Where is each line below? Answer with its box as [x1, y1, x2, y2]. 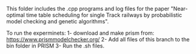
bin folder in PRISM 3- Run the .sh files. [6, 42, 105, 49]
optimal [6, 11, 25, 19]
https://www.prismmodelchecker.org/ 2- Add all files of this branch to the [6, 36, 190, 43]
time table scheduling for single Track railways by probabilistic [26, 11, 183, 19]
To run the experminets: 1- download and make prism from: [6, 29, 155, 37]
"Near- [171, 5, 188, 12]
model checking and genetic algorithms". [6, 18, 109, 25]
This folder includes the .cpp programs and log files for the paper [6, 5, 170, 12]
